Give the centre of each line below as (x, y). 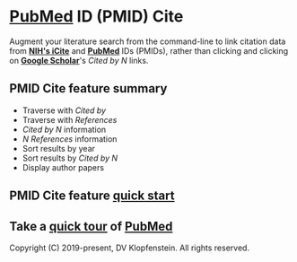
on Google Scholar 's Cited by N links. (79, 60)
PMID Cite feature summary (88, 88)
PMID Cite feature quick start (92, 196)
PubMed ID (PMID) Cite (96, 17)
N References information (70, 139)
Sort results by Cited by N (70, 158)
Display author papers (63, 167)
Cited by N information (64, 129)
